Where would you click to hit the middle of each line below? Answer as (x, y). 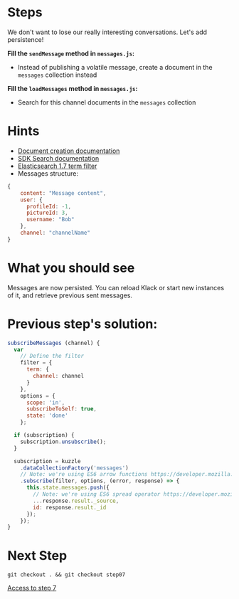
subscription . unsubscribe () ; (63, 442)
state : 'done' (47, 416)
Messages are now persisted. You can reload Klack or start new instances (116, 287)
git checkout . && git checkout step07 (67, 575)
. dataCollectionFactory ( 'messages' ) (75, 468)
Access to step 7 (32, 588)
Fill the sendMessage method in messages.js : (71, 53)
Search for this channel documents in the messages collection (107, 102)
